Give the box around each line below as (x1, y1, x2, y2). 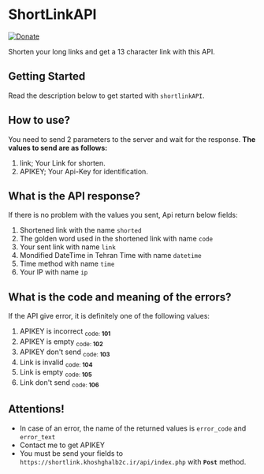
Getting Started (8, 69, 86, 84)
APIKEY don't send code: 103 (19, 347, 110, 358)
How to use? (8, 114, 71, 127)
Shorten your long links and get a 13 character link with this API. (8, 47, 215, 56)
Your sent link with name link (19, 242, 116, 252)
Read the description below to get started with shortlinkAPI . (8, 91, 205, 100)
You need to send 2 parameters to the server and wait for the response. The (8, 134, 256, 144)
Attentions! (8, 402, 65, 416)
